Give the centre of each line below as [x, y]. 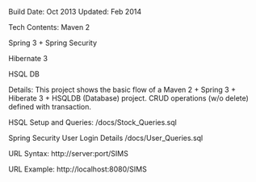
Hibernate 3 [28, 58]
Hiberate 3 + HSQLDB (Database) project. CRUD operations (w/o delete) [128, 98]
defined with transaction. [50, 107]
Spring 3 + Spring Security [53, 43]
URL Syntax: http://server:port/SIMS [69, 153]
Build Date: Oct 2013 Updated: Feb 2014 [75, 12]
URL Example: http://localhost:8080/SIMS [78, 169]
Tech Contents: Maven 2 [49, 27]
